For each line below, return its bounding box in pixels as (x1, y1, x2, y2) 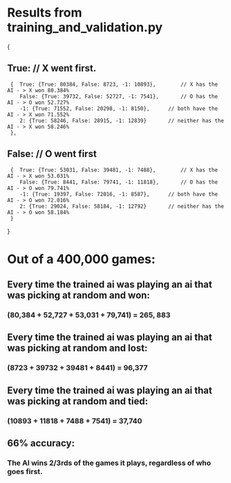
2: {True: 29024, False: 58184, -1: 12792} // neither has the (19, 203, 225, 210)
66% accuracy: (7, 437, 75, 449)
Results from (7, 5, 82, 21)
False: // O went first (7, 148, 97, 160)
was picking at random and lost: (7, 343, 148, 354)
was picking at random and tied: (7, 395, 149, 407)
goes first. (7, 467, 43, 476)
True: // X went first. (7, 62, 97, 74)
